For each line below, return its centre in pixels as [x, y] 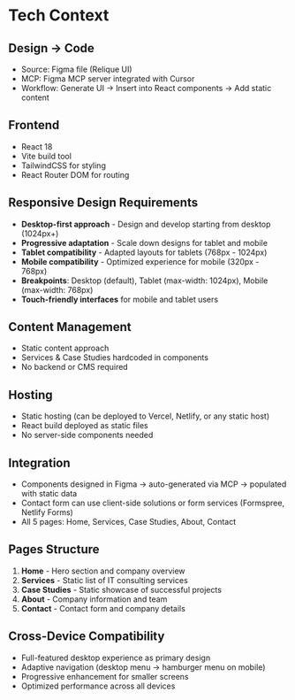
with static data [49, 494]
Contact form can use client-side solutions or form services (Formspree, [152, 503]
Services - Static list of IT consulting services [105, 580]
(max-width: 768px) [57, 289]
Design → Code [51, 48]
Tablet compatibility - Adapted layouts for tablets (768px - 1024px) [144, 252]
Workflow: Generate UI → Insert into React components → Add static [146, 88]
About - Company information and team [94, 599]
